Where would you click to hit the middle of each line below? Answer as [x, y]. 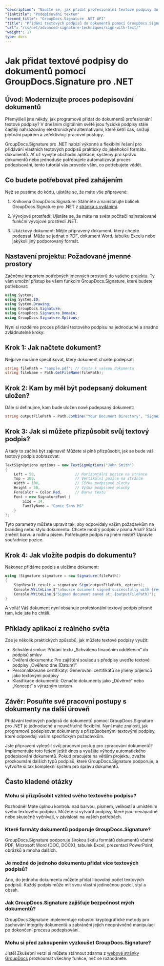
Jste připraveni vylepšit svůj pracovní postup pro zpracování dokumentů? [79, 746]
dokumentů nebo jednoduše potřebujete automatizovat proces [68, 160]
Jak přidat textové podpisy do [67, 61]
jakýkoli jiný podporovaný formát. [46, 241]
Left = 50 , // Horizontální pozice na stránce [81, 474]
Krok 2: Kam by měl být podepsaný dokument [76, 388]
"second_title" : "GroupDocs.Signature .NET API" [55, 19]
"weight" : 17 [18, 32]
